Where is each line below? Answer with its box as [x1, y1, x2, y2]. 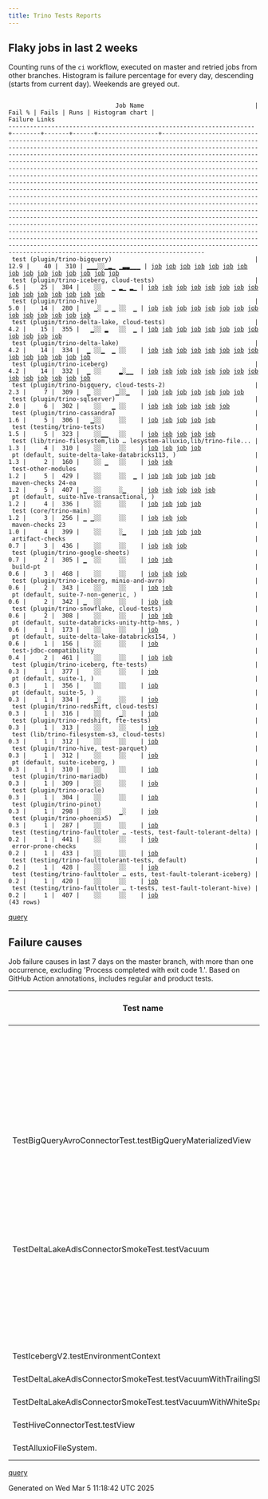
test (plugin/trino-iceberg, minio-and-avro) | [11, 577, 259, 585]
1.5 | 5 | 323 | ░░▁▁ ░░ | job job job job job [8, 430, 216, 438]
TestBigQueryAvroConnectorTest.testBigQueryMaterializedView [12, 1135, 251, 1146]
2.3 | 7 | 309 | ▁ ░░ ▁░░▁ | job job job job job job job [8, 388, 245, 396]
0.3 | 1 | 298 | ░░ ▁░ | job [8, 807, 159, 815]
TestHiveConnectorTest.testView [12, 1419, 136, 1430]
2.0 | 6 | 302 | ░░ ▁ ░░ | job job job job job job [8, 403, 230, 410]
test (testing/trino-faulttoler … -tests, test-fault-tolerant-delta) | [11, 828, 259, 837]
